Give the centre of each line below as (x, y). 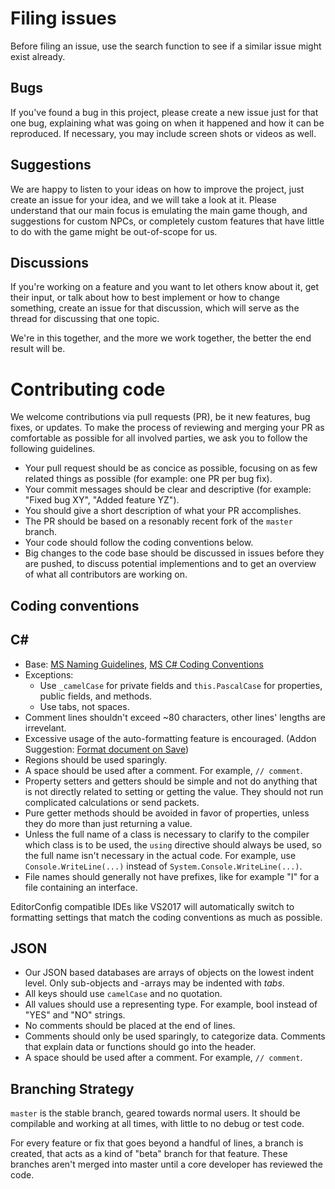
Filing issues (63, 18)
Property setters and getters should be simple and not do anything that (171, 781)
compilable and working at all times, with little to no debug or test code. (157, 1124)
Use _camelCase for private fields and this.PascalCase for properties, (181, 685)
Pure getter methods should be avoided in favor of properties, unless (167, 813)
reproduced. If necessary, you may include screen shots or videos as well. (163, 133)
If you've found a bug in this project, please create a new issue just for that (164, 112)
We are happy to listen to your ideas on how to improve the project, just (157, 189)
